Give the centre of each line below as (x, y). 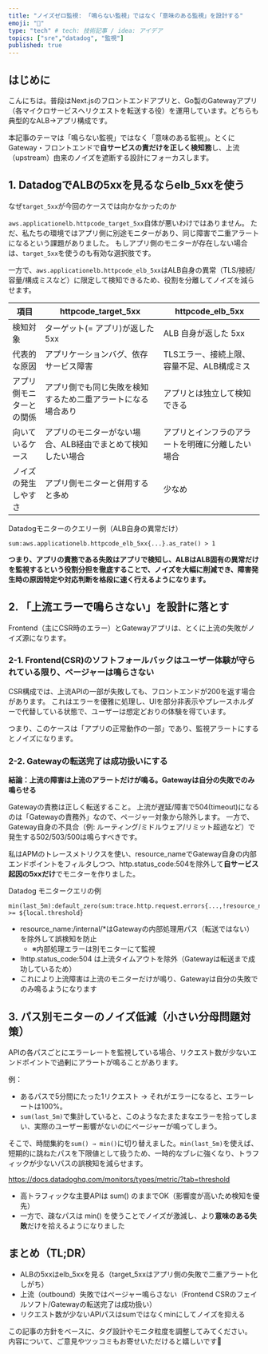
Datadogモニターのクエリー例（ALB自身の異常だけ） (95, 528)
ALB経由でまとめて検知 (104, 444)
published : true (35, 46)
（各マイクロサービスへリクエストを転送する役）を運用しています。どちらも (134, 110)
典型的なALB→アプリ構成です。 (60, 120)
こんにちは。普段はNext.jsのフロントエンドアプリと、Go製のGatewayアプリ (133, 100)
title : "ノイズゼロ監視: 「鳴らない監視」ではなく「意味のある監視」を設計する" (126, 16)
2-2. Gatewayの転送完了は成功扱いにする (88, 761)
